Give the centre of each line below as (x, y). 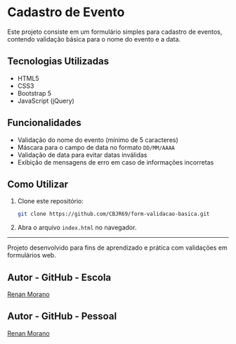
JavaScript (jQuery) (46, 101)
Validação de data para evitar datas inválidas (82, 155)
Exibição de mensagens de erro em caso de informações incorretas (116, 162)
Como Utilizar (38, 184)
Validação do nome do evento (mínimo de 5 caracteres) (98, 140)
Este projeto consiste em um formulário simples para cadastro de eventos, (115, 32)
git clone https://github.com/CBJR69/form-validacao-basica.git (113, 214)
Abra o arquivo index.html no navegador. (77, 228)
